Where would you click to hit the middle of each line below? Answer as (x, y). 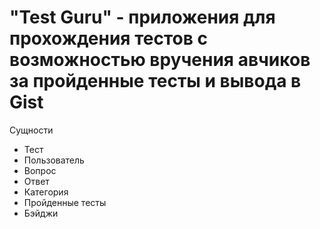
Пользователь (54, 160)
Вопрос (40, 170)
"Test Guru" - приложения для (142, 17)
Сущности (31, 130)
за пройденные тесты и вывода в (155, 81)
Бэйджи (41, 213)
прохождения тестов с (108, 38)
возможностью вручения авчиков (160, 60)
